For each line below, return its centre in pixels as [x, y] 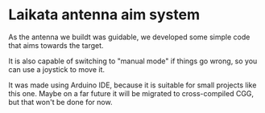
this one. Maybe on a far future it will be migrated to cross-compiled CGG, [131, 93]
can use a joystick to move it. [56, 69]
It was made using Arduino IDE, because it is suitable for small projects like [132, 85]
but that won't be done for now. [60, 102]
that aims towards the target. [56, 45]
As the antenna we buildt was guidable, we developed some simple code [129, 37]
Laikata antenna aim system [104, 15]
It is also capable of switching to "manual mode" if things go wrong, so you [133, 61]
